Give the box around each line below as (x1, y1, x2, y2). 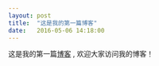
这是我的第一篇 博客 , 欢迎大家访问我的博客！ (8, 49, 153, 59)
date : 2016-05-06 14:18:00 (8, 26, 105, 34)
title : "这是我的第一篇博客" (8, 19, 98, 27)
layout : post (8, 11, 52, 20)
